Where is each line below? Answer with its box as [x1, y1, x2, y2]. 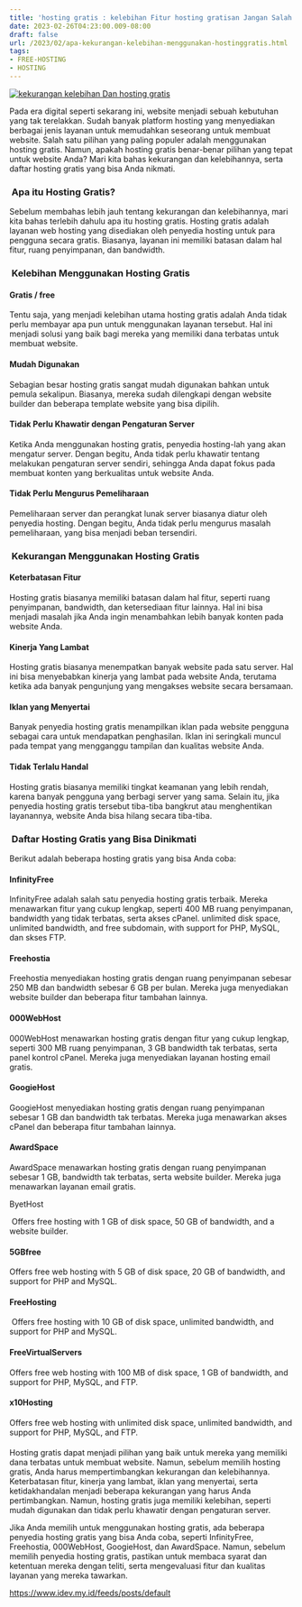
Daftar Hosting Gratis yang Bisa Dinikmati [11, 832, 197, 845]
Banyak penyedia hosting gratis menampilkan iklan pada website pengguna [9, 721, 289, 732]
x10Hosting [9, 1397, 53, 1408]
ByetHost [9, 1198, 44, 1209]
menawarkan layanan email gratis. [9, 1180, 137, 1191]
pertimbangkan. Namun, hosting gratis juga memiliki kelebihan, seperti [9, 1495, 271, 1506]
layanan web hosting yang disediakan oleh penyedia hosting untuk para [9, 225, 276, 236]
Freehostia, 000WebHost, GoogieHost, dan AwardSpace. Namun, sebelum [9, 1541, 286, 1552]
